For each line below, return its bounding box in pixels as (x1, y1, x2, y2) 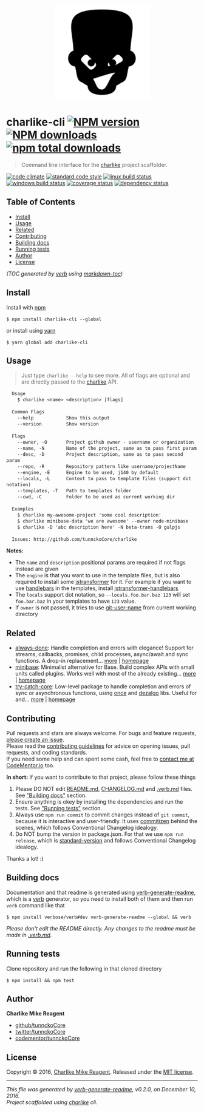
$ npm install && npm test (6, 977, 75, 983)
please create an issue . (6, 736, 65, 743)
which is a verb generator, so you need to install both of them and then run (6, 895, 193, 903)
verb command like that (6, 901, 65, 909)
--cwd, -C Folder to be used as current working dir (17, 494, 175, 500)
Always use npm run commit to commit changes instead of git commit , (15, 811, 190, 818)
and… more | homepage (15, 696, 76, 703)
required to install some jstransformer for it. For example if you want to (15, 578, 192, 586)
